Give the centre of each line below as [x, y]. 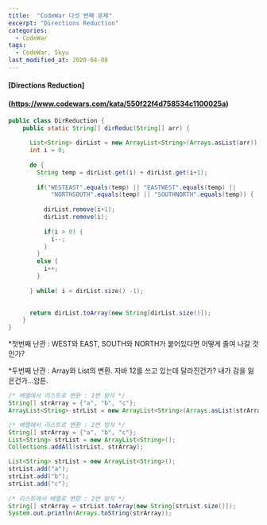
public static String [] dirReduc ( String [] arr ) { [106, 128]
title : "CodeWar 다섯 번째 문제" [60, 16]
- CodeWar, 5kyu [42, 53]
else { [48, 261]
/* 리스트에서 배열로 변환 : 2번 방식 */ [67, 499]
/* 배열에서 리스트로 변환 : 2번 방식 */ [67, 425]
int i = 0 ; [47, 151]
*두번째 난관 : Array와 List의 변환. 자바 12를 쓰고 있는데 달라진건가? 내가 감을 [127, 370]
